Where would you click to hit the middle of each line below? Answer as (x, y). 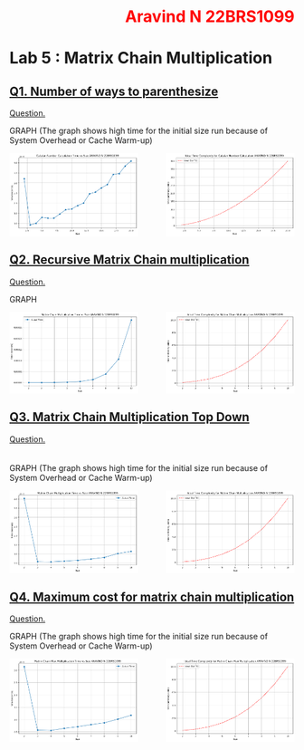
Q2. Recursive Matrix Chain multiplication (129, 260)
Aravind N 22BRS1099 (210, 17)
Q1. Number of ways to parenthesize (114, 91)
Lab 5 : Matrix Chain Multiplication (141, 58)
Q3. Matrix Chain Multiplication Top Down (130, 417)
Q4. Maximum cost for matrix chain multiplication (152, 596)
